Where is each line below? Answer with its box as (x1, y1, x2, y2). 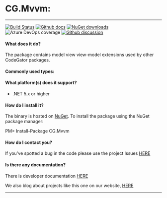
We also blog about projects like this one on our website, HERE (5, 182, 134, 189)
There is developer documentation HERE (5, 173, 88, 179)
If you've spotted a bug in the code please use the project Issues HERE (5, 150, 151, 156)
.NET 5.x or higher (12, 90, 50, 97)
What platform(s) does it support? (5, 80, 77, 86)
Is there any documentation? (5, 162, 66, 168)
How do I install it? (5, 102, 44, 108)
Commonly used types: (5, 68, 55, 74)
